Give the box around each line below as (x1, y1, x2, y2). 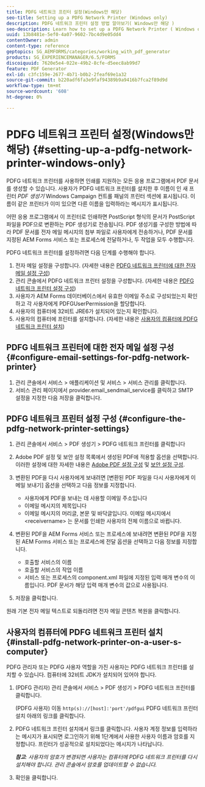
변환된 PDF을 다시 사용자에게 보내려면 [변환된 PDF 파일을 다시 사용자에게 (15, 474, 190, 481)
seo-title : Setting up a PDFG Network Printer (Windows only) (6, 15, 168, 21)
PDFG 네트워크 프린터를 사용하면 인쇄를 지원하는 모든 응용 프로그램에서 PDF (6, 177, 188, 184)
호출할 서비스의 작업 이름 (24, 566, 84, 573)
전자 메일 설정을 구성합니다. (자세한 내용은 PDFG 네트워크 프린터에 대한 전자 (15, 262, 196, 269)
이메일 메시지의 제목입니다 (24, 502, 87, 509)
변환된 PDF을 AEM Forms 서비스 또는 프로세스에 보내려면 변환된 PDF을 (15, 530, 186, 537)
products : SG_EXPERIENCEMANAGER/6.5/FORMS (6, 54, 116, 60)
